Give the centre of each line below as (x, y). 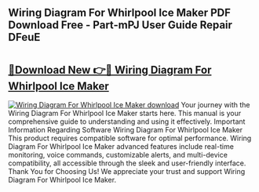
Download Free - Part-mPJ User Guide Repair (120, 25)
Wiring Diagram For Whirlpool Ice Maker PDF (120, 13)
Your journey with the (215, 105)
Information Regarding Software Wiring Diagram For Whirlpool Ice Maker (126, 130)
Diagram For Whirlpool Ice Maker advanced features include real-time (121, 147)
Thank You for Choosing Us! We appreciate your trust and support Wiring (127, 171)
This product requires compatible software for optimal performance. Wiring (130, 138)
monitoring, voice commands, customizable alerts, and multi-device (118, 155)
